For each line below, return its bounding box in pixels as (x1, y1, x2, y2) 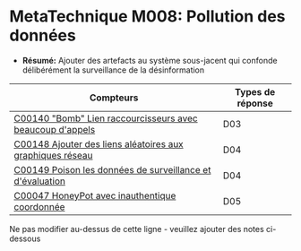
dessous (9, 233, 41, 244)
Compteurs (89, 91, 139, 104)
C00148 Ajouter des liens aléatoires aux (13, 137, 184, 150)
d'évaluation (13, 175, 65, 187)
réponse (236, 97, 273, 109)
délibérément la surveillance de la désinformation (21, 65, 205, 75)
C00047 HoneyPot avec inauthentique (13, 189, 176, 202)
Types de (234, 85, 276, 98)
